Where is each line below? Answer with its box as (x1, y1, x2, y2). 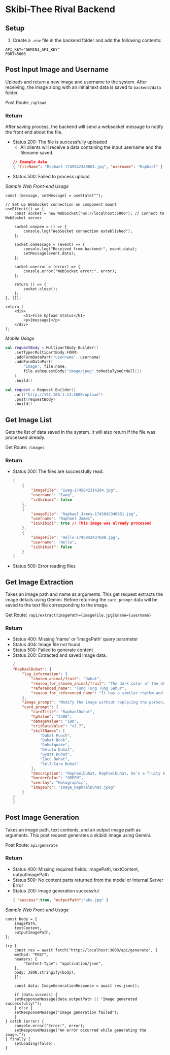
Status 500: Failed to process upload (12, 173, 90, 179)
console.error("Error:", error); (14, 1023, 85, 1028)
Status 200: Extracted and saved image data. (12, 652, 107, 658)
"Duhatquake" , (40, 743, 70, 748)
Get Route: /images (5, 444, 45, 451)
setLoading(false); (14, 1041, 56, 1046)
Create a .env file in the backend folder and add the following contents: (12, 37, 161, 43)
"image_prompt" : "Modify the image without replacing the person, (22, 700, 165, 705)
